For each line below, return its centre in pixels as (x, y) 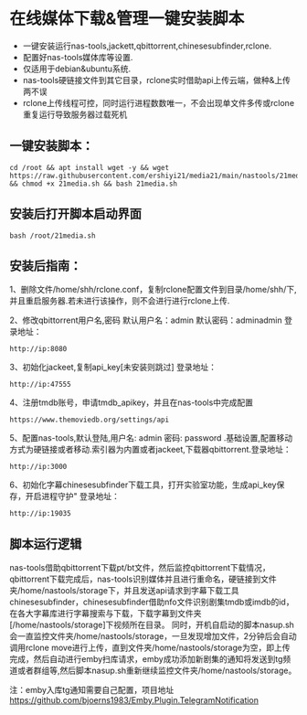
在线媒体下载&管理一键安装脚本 (127, 19)
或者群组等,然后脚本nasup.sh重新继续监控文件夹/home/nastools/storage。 (157, 671)
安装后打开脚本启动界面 (75, 214)
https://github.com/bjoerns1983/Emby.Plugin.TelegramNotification (134, 700)
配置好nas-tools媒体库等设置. (78, 57)
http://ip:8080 (38, 349)
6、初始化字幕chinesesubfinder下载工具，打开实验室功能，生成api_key (143, 485)
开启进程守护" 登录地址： (73, 496)
